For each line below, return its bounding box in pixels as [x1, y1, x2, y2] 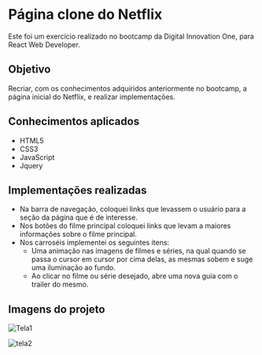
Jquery [19, 161, 43, 170]
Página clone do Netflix [8, 6, 163, 24]
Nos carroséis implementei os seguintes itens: [19, 238, 170, 247]
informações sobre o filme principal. [19, 230, 138, 239]
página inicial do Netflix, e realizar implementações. [8, 92, 175, 102]
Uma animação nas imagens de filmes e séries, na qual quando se [31, 246, 246, 256]
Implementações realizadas [8, 183, 147, 197]
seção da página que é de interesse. [19, 213, 138, 222]
